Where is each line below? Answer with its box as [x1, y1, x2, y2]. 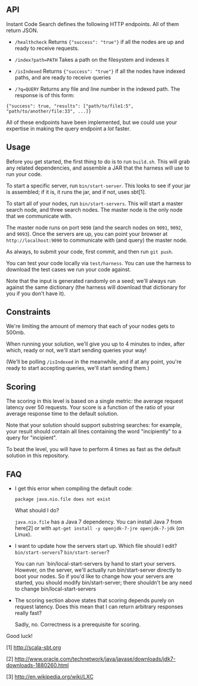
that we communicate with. [6, 212, 72, 219]
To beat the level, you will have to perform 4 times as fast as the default [6, 446, 181, 453]
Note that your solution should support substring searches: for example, [6, 422, 183, 429]
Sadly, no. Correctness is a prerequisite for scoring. [14, 621, 141, 628]
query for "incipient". [6, 434, 58, 441]
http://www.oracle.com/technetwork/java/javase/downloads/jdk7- [14, 655, 176, 663]
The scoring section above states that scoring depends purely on [14, 597, 175, 604]
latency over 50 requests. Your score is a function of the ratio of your [6, 404, 175, 411]
